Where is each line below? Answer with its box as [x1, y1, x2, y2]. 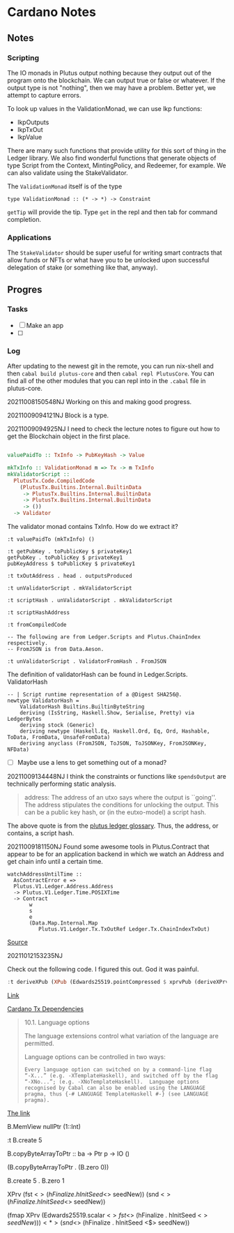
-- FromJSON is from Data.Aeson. [7, 646, 104, 653]
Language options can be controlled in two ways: [24, 1052, 166, 1061]
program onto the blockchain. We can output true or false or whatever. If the [7, 76, 226, 84]
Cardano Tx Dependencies [7, 1004, 84, 1012]
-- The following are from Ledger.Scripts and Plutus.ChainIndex [7, 634, 201, 641]
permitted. [24, 1039, 54, 1047]
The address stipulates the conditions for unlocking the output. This [24, 800, 219, 809]
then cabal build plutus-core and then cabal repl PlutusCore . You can [7, 369, 214, 378]
